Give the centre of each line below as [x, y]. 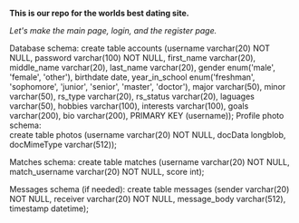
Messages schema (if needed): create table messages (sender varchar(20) [149, 189]
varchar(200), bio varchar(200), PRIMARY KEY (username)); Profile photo [147, 116]
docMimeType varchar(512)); [63, 145]
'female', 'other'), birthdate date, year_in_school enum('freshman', [132, 77]
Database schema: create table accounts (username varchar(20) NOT [140, 48]
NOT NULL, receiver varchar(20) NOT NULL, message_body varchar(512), [148, 199]
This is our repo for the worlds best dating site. [99, 13]
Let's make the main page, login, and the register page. [113, 30]
